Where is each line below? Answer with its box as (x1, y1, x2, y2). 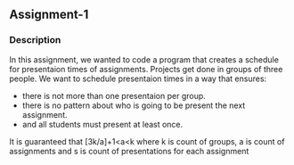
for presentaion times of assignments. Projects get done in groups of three (9, 63, 283, 74)
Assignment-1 (9, 7, 89, 22)
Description (9, 34, 61, 46)
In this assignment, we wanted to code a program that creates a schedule (9, 54, 279, 65)
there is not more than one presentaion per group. (21, 90, 207, 101)
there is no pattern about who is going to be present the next (21, 100, 246, 111)
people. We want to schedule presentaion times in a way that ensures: (9, 73, 267, 84)
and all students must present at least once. (21, 119, 184, 129)
